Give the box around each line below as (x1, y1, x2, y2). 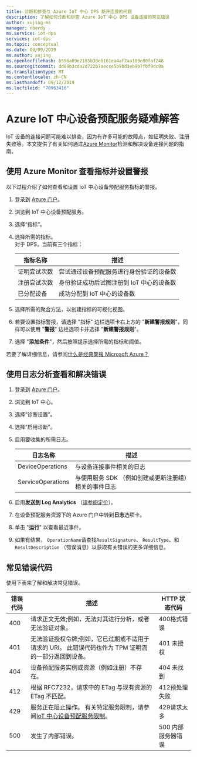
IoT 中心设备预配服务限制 (36, 712, 106, 721)
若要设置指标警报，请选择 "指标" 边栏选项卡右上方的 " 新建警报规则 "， (14, 318, 183, 325)
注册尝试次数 (17, 278, 53, 286)
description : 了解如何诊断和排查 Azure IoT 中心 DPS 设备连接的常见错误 (6, 14, 170, 20)
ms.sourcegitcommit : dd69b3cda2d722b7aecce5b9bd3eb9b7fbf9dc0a (6, 63, 164, 69)
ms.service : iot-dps (6, 31, 57, 36)
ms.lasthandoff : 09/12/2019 (6, 80, 75, 86)
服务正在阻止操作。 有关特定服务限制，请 (30, 703, 144, 712)
